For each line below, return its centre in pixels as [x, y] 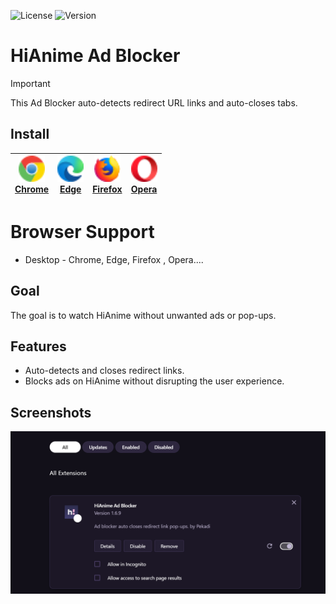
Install [30, 134]
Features [38, 346]
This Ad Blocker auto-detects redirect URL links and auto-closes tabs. [154, 102]
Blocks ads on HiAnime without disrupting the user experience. [154, 381]
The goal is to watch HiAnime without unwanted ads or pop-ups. [143, 315]
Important [30, 83]
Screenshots [51, 412]
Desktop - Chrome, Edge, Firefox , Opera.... [114, 259]
